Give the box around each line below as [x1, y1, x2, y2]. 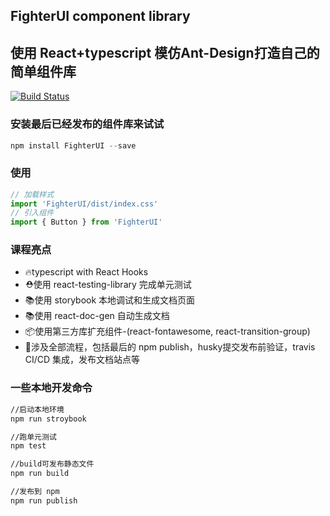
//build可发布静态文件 [10, 459, 95, 469]
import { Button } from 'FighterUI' [10, 217, 163, 228]
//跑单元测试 [10, 432, 57, 442]
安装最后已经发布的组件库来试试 [10, 117, 165, 131]
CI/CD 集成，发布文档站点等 [24, 354, 141, 366]
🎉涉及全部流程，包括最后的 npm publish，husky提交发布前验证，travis [24, 341, 316, 353]
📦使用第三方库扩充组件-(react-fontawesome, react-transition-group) [24, 325, 311, 338]
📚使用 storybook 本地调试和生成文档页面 [24, 294, 196, 306]
